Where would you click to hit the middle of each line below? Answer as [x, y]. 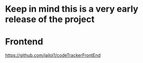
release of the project [50, 19]
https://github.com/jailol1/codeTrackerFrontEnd [53, 55]
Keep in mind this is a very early [72, 9]
